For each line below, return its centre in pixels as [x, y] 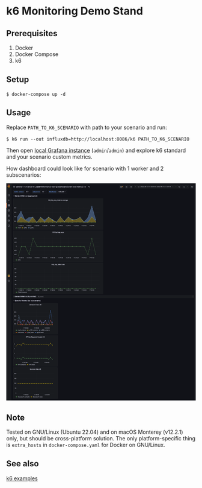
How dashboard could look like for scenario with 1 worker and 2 [85, 168]
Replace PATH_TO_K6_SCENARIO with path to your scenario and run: [87, 127]
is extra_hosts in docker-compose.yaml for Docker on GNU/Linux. [86, 445]
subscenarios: [24, 175]
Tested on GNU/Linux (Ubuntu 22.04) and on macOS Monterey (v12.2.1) [95, 432]
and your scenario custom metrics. [49, 157]
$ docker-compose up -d [36, 94]
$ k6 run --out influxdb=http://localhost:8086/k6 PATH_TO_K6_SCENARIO [98, 139]
